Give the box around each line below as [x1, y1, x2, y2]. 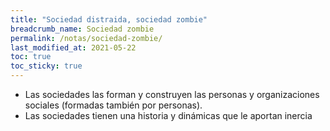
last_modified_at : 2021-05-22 [10, 42, 137, 53]
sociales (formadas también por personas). [24, 99, 203, 111]
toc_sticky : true [10, 61, 83, 71]
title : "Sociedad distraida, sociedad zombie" [10, 14, 208, 25]
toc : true [10, 52, 52, 62]
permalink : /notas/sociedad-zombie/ [10, 33, 163, 43]
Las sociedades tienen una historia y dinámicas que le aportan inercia [24, 110, 313, 121]
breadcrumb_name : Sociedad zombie [10, 24, 155, 34]
